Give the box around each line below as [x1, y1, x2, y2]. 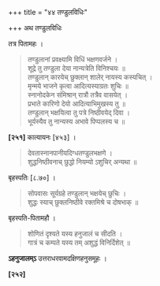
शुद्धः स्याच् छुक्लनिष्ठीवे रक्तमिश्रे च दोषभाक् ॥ [27, 198, 139, 206]
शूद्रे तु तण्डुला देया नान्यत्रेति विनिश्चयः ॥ [27, 64, 126, 72]
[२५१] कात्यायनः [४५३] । [8, 132, 76, 142]
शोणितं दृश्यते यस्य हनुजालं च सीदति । [27, 229, 123, 238]
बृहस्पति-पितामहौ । [8, 214, 57, 222]
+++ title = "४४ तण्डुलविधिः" [8, 8, 88, 17]
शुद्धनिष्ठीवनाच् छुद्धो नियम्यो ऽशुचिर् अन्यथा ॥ [27, 158, 137, 166]
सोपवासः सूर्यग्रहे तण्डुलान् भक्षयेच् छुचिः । [27, 189, 127, 198]
